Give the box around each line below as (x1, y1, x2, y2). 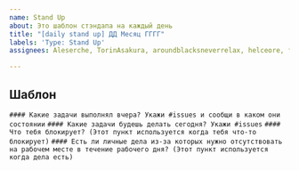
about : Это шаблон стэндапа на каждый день (9, 21, 174, 30)
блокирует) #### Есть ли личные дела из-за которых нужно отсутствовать (9, 137, 283, 146)
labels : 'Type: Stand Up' (9, 37, 105, 47)
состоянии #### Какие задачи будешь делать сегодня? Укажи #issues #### (9, 119, 281, 129)
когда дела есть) (9, 152, 74, 161)
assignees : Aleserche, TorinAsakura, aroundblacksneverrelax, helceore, (9, 46, 285, 55)
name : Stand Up (9, 12, 66, 22)
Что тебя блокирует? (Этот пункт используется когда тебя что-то (9, 127, 256, 136)
